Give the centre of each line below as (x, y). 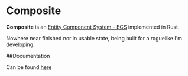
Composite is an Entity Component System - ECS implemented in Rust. (93, 27)
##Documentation (28, 56)
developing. (20, 44)
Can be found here (29, 67)
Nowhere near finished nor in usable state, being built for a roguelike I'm (94, 38)
